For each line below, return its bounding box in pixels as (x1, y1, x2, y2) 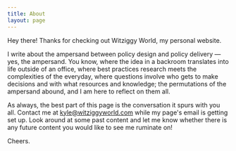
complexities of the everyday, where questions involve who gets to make (7, 72, 218, 81)
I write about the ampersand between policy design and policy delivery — (7, 50, 221, 58)
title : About (7, 10, 46, 18)
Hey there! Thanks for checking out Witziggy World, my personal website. (7, 36, 222, 44)
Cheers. (7, 136, 30, 145)
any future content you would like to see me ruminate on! (7, 123, 173, 131)
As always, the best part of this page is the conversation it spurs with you (7, 100, 221, 109)
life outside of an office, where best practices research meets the (7, 65, 197, 73)
